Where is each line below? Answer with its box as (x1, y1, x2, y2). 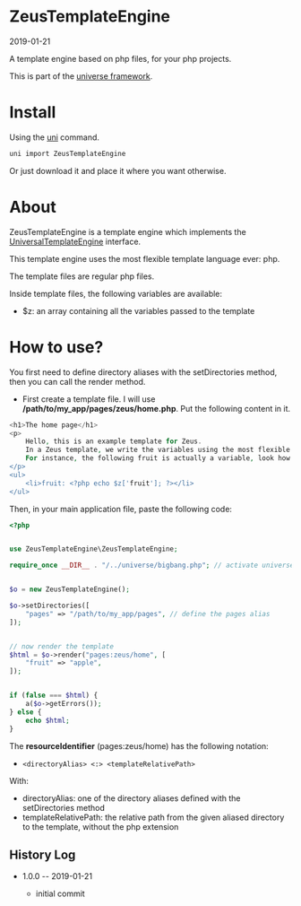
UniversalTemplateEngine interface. (9, 236, 142, 247)
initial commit (35, 888, 85, 899)
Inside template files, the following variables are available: (9, 288, 222, 299)
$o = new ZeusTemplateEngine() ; (9, 585, 130, 594)
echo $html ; (25, 716, 70, 725)
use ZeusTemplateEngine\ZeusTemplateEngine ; (9, 544, 178, 553)
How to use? (9, 336, 104, 357)
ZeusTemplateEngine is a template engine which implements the (9, 226, 246, 237)
